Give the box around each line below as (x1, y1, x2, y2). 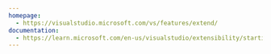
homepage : (8, 11, 42, 20)
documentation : (8, 26, 60, 34)
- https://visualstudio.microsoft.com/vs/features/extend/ (15, 19, 219, 27)
